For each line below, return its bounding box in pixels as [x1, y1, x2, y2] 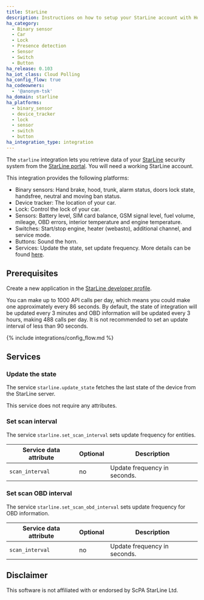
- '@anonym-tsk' [12, 88, 53, 94]
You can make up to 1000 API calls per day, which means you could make [6, 296, 191, 303]
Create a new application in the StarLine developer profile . [6, 284, 152, 292]
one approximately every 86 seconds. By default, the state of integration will [6, 303, 197, 310]
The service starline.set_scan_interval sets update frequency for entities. [6, 431, 196, 439]
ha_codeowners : [6, 83, 45, 89]
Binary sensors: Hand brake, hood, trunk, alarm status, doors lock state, [15, 186, 195, 193]
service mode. [15, 231, 52, 238]
